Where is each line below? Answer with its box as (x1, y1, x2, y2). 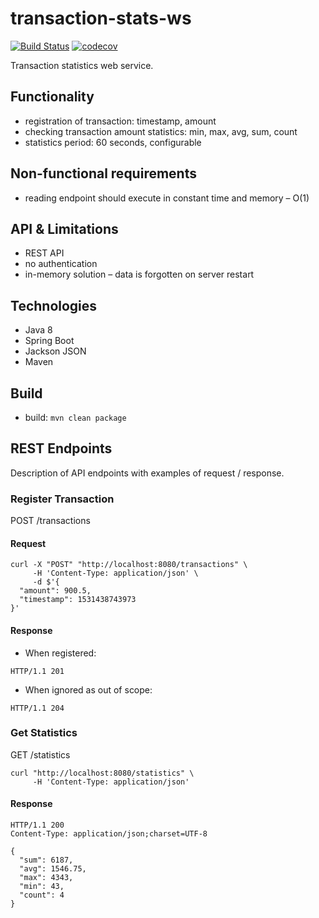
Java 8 (24, 324, 53, 336)
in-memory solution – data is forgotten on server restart (24, 268, 255, 281)
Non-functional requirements (10, 165, 197, 182)
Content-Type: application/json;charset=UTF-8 (10, 829, 208, 839)
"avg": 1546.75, (19, 864, 87, 874)
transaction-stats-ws (10, 7, 192, 30)
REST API (24, 247, 65, 259)
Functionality (10, 88, 95, 106)
